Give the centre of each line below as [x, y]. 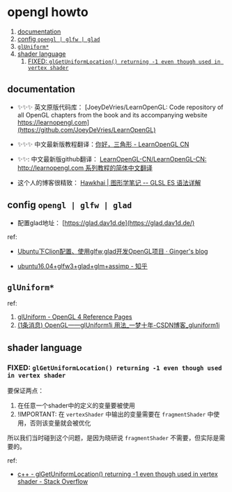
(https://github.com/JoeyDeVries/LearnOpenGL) [86, 129]
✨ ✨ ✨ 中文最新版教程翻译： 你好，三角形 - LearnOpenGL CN [103, 144]
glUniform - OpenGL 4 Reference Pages [75, 317]
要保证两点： [25, 391]
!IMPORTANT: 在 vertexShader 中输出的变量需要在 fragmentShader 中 [115, 414]
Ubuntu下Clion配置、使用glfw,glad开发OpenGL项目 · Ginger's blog [113, 251]
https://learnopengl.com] [53, 122]
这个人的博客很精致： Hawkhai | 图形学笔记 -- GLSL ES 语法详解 [109, 182]
